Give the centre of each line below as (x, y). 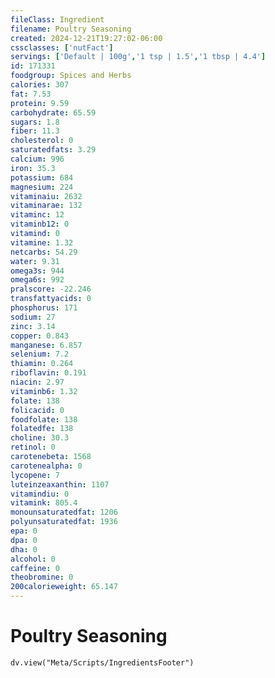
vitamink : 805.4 (44, 503)
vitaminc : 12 (37, 215)
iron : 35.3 (33, 168)
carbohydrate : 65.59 (53, 112)
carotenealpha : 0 (46, 466)
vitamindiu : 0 (40, 494)
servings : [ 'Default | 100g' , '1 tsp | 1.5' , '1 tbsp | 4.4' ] (138, 57)
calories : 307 (40, 85)
